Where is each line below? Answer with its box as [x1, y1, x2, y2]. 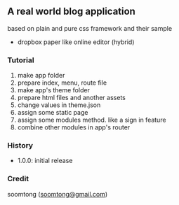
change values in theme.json [17, 101, 101, 109]
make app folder [17, 71, 65, 80]
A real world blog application [7, 6, 135, 17]
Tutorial [7, 55, 34, 65]
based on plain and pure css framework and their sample [7, 24, 173, 32]
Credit [7, 174, 29, 184]
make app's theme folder [17, 86, 90, 94]
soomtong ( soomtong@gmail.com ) [7, 190, 108, 198]
